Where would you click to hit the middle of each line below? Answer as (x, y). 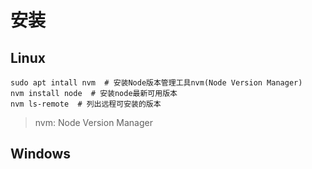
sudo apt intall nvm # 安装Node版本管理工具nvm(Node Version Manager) (156, 83)
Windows (40, 154)
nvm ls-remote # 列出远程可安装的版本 (86, 104)
